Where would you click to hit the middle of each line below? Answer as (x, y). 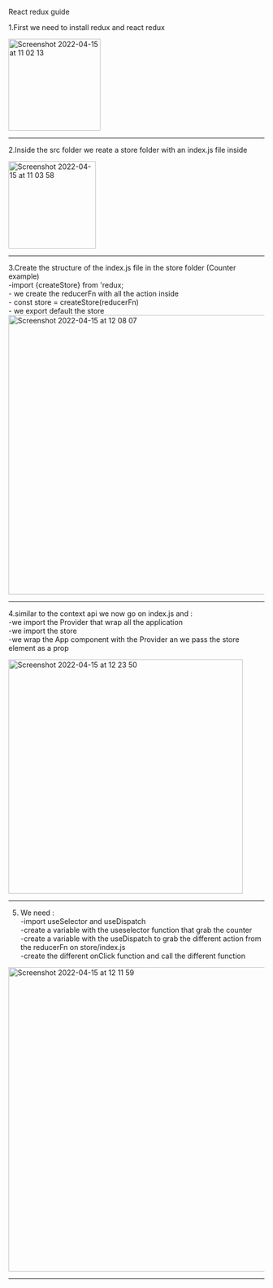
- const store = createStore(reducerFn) (74, 302)
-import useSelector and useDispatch (83, 921)
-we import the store (43, 631)
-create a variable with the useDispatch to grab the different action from (141, 939)
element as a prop (39, 648)
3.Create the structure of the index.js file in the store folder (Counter (122, 268)
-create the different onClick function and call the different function (133, 956)
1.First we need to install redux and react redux (87, 27)
